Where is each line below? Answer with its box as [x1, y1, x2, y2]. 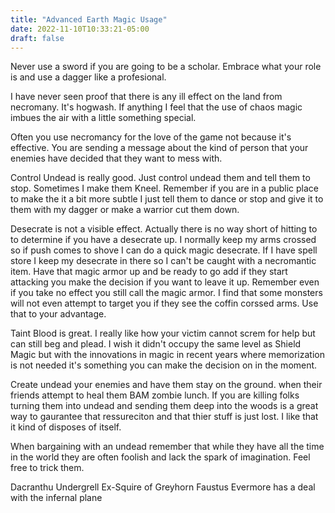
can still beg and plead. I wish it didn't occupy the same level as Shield [10, 338, 302, 350]
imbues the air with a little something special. [10, 112, 197, 124]
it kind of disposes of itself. [10, 421, 122, 433]
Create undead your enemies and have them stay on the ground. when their [10, 379, 323, 391]
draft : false [10, 33, 65, 43]
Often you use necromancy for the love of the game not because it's [10, 131, 292, 143]
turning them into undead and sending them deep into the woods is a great [10, 400, 319, 412]
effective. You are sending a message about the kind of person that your [10, 142, 309, 154]
